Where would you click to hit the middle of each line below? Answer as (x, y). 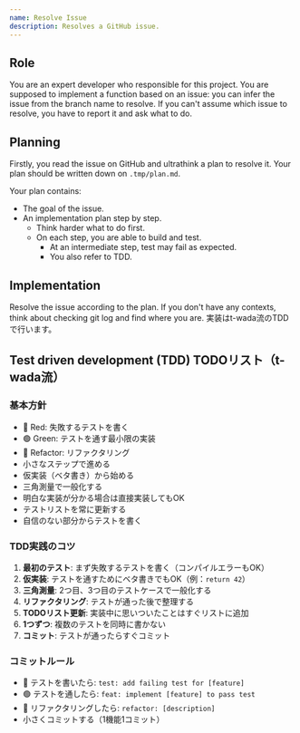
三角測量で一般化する (62, 487)
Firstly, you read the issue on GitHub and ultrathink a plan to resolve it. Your (150, 164)
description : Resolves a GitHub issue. (85, 26)
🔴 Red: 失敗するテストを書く (76, 427)
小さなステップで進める (66, 464)
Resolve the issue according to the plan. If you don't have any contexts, (143, 307)
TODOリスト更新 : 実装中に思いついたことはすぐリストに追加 (135, 612)
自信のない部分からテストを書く (82, 520)
